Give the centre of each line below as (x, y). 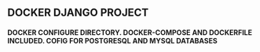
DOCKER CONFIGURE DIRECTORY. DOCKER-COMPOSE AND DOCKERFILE (130, 32)
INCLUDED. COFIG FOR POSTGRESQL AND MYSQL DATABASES (112, 40)
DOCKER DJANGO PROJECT (78, 13)
